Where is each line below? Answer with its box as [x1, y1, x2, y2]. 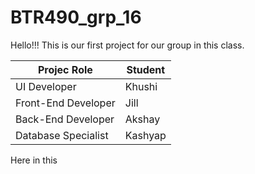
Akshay [124, 112, 161, 126]
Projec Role [37, 62, 93, 76]
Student [126, 62, 166, 76]
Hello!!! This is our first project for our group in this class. [10, 39, 245, 51]
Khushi [124, 79, 158, 93]
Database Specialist [15, 128, 109, 142]
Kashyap [124, 128, 167, 142]
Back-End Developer [15, 112, 115, 126]
